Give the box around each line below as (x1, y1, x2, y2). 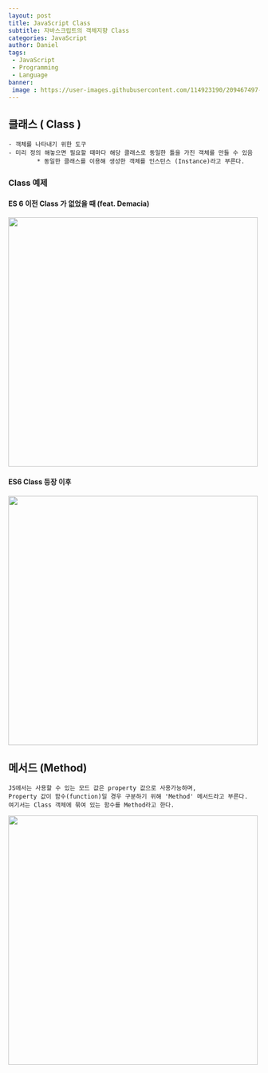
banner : (8, 78, 34, 86)
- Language (11, 71, 48, 79)
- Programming (11, 64, 59, 72)
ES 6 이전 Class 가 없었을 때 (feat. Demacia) (8, 199, 150, 208)
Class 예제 (8, 177, 48, 188)
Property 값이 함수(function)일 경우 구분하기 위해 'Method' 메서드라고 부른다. (8, 793, 249, 801)
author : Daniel (8, 41, 59, 49)
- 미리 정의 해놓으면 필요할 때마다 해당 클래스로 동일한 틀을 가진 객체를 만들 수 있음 (8, 149, 254, 157)
